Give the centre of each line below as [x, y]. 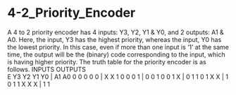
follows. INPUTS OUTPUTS [47, 69]
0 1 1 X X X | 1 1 [29, 84]
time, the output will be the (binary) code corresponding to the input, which [116, 54]
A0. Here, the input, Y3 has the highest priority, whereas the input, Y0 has [114, 39]
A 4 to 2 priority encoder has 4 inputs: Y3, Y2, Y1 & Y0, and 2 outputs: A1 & [116, 32]
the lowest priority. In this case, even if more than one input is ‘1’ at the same [118, 47]
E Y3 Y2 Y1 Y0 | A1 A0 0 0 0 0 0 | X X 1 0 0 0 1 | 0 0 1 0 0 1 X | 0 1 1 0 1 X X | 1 [118, 76]
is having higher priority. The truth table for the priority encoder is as [107, 61]
